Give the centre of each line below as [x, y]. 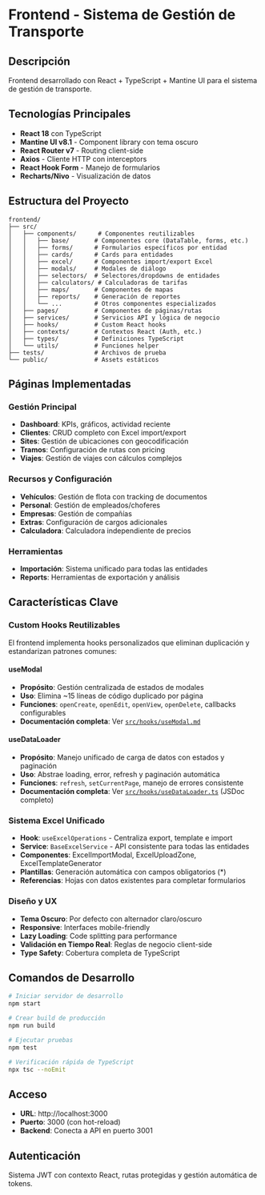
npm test [23, 1047]
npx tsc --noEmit [37, 1069]
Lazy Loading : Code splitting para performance [98, 936]
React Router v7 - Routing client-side [82, 150]
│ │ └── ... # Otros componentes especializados [112, 303]
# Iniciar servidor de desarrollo [66, 997]
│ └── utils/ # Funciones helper [84, 346]
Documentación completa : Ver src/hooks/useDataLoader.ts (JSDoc [132, 791]
